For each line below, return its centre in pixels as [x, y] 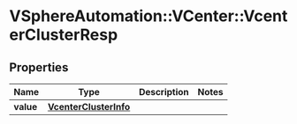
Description [164, 92]
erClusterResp [64, 35]
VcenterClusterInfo [89, 107]
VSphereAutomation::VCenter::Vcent [148, 16]
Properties [39, 67]
